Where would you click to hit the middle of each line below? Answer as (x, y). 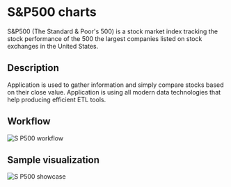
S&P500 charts (52, 12)
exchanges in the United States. (53, 46)
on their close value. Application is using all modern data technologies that (114, 92)
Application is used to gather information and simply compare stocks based (115, 85)
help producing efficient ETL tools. (57, 99)
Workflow (29, 121)
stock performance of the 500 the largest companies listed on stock (105, 38)
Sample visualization (53, 160)
